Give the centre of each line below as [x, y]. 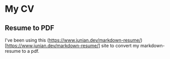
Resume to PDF [29, 28]
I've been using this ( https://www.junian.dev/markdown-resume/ [73, 40]
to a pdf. [30, 51]
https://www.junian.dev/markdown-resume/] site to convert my [73, 46]
